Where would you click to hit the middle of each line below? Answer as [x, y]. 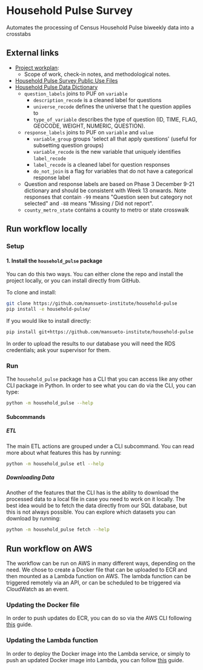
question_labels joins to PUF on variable [76, 93]
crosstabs [19, 33]
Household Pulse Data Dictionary [56, 87]
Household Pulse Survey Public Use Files [66, 80]
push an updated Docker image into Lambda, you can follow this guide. [95, 660]
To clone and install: [31, 292]
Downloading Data [30, 477]
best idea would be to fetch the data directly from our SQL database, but [97, 506]
